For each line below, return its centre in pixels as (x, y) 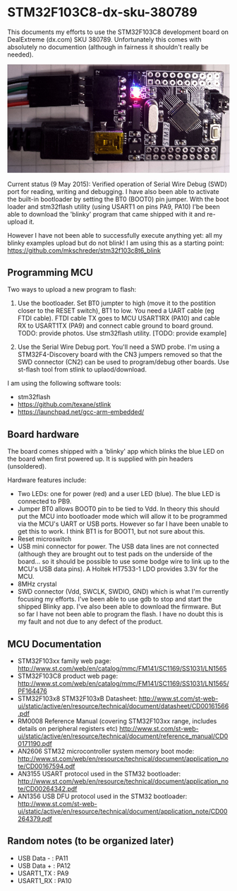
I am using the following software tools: (65, 384)
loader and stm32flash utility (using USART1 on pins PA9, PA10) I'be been (114, 207)
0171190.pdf (35, 744)
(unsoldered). (27, 466)
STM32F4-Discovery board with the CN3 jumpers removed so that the (120, 355)
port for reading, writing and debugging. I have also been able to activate (114, 191)
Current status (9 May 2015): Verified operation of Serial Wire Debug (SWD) (117, 184)
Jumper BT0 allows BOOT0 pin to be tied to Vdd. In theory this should (119, 509)
